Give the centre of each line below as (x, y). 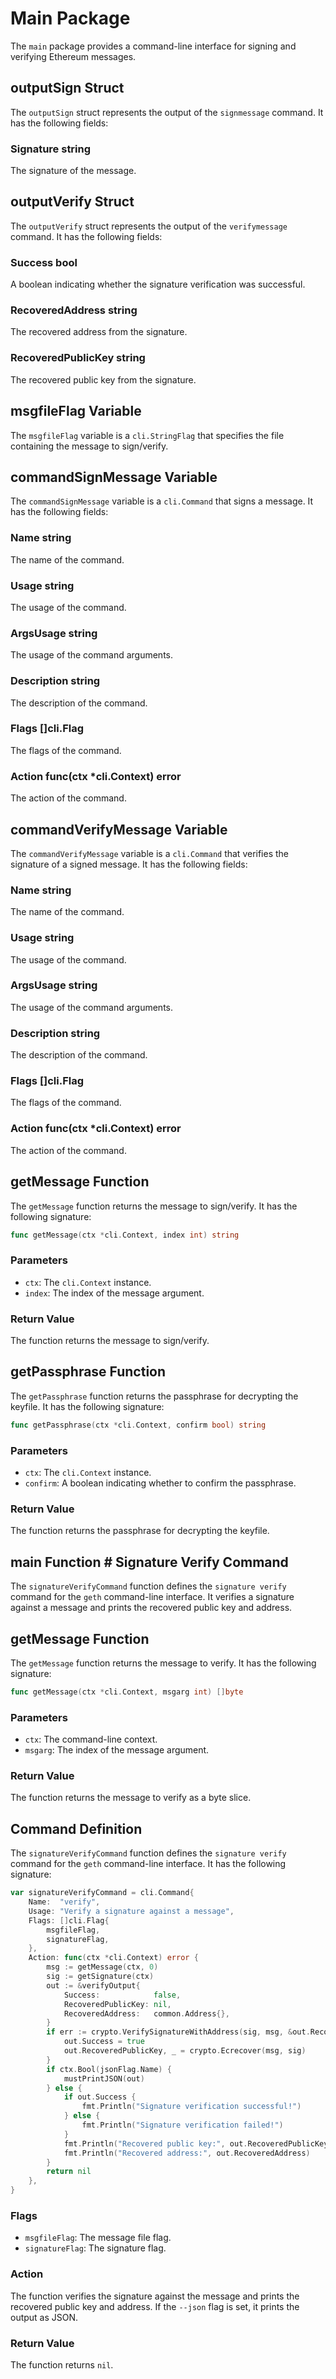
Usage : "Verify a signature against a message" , (131, 1911)
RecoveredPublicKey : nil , (117, 2004)
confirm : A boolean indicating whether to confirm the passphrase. (160, 1483)
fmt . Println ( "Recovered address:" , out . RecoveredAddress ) (187, 2153)
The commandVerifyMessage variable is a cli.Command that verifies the (150, 853)
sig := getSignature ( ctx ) (100, 1977)
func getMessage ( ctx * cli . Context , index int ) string (125, 1235)
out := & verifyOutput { (93, 1985)
